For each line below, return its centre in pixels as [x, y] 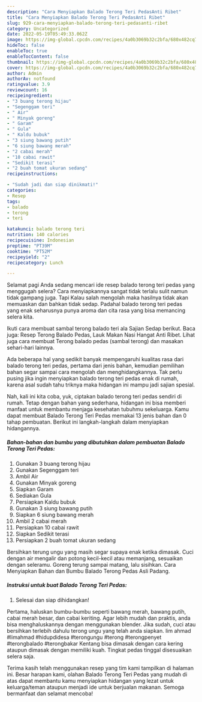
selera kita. [20, 317]
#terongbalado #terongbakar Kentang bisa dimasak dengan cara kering [95, 644]
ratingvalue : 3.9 [28, 85]
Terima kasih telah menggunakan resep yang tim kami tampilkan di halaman [100, 668]
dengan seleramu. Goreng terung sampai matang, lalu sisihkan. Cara [91, 565]
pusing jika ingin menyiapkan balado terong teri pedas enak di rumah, [93, 379]
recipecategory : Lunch [35, 263]
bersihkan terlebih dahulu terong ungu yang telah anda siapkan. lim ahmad [99, 631]
